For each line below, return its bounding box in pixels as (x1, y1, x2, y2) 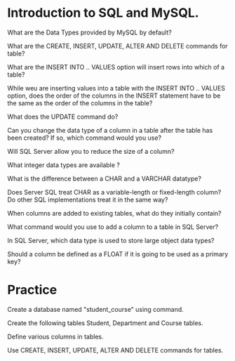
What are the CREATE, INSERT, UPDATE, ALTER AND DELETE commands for (7, 41, 228, 50)
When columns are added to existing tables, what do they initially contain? (7, 209, 222, 217)
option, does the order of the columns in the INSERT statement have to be (7, 91, 221, 100)
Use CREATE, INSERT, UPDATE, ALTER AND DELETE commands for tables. (7, 346, 224, 354)
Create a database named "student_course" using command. (7, 305, 184, 313)
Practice (7, 282, 58, 298)
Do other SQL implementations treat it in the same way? (7, 195, 168, 204)
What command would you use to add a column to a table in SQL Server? (7, 223, 219, 231)
